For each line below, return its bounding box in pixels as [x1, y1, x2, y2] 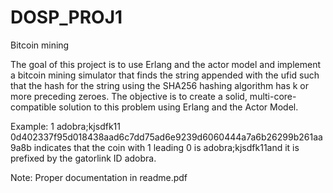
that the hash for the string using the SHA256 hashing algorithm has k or [10, 79, 309, 91]
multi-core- [249, 90, 297, 102]
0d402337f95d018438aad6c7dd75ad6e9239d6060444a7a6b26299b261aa [10, 131, 323, 143]
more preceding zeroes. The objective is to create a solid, [10, 90, 248, 102]
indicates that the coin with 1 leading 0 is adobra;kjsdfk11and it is [33, 141, 300, 153]
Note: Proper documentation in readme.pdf [10, 171, 188, 183]
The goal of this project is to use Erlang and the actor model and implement [10, 58, 322, 70]
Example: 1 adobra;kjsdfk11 [10, 120, 121, 132]
